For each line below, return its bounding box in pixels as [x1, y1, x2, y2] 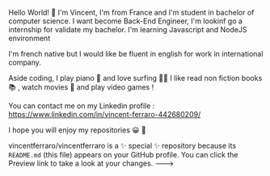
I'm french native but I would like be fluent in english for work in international [8, 49, 264, 58]
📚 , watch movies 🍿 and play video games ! [8, 82, 154, 92]
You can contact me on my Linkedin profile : [8, 101, 155, 111]
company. [8, 57, 42, 67]
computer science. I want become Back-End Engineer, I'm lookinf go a [8, 16, 243, 26]
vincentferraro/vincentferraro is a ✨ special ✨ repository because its [8, 141, 237, 150]
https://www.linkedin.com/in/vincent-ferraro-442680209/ [8, 110, 201, 119]
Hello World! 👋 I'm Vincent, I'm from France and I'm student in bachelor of [8, 8, 255, 17]
